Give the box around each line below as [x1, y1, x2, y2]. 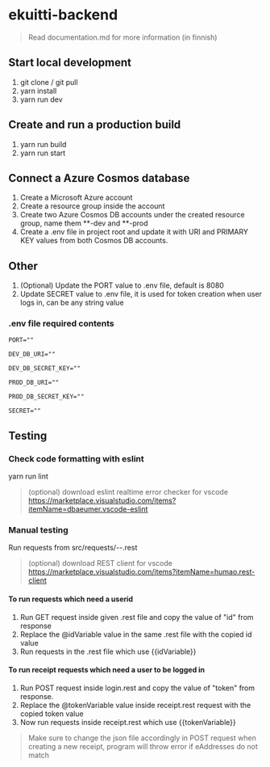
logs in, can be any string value [19, 297, 124, 308]
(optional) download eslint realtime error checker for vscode [27, 487, 228, 497]
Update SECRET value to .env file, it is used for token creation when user [19, 289, 263, 299]
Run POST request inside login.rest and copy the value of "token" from [19, 683, 255, 693]
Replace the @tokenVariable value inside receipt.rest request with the [19, 700, 251, 710]
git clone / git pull [19, 77, 78, 86]
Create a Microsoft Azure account [19, 192, 133, 203]
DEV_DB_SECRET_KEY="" [8, 365, 81, 373]
